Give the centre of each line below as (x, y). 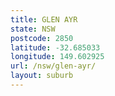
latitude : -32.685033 (55, 47)
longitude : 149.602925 (57, 57)
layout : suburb (42, 76)
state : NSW (33, 29)
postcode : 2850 (42, 38)
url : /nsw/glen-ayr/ (53, 66)
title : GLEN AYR (44, 19)
